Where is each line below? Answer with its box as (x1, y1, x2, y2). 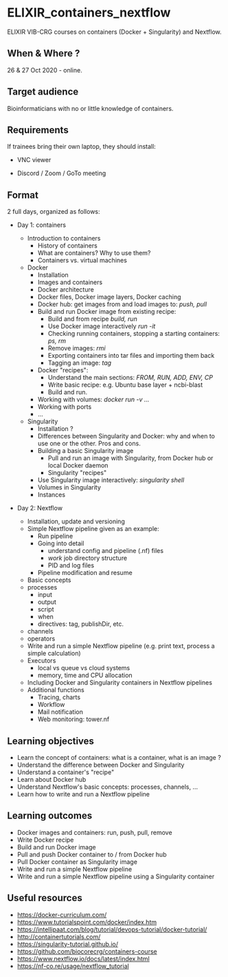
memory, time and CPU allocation (37, 671, 133, 680)
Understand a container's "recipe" (16, 768, 115, 776)
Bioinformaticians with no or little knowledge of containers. (7, 104, 174, 112)
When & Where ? (7, 48, 80, 59)
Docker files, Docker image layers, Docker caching (37, 293, 181, 301)
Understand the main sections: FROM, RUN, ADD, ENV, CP (47, 374, 213, 382)
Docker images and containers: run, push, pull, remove (16, 828, 173, 836)
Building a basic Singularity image (37, 447, 134, 455)
